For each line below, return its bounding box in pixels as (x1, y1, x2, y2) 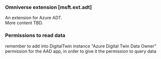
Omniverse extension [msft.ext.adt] (5, 4, 92, 11)
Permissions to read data (5, 32, 66, 39)
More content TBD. (5, 20, 43, 26)
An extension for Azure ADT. (5, 15, 62, 21)
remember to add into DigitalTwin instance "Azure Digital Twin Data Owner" (5, 43, 157, 49)
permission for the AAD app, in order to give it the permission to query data (5, 48, 157, 54)
